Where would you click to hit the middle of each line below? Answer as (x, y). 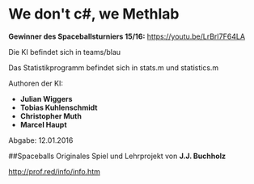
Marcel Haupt (43, 124)
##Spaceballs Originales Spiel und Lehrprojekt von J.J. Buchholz (117, 156)
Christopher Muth (51, 116)
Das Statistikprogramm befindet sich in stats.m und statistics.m (114, 67)
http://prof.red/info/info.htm (55, 171)
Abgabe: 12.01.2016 (41, 140)
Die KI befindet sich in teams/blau (65, 52)
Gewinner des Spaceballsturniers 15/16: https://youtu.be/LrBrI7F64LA (127, 36)
